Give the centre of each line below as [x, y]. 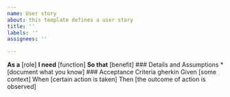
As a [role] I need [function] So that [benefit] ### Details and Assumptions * [115, 65]
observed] [22, 87]
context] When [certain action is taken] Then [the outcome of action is [106, 79]
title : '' [21, 26]
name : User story [32, 13]
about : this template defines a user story [70, 20]
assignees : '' [27, 39]
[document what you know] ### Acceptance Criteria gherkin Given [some [112, 72]
